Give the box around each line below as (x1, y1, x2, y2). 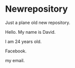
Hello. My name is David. (5, 29, 56, 35)
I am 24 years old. (5, 38, 42, 45)
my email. (5, 57, 25, 63)
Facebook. (5, 48, 27, 54)
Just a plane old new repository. (5, 20, 71, 25)
